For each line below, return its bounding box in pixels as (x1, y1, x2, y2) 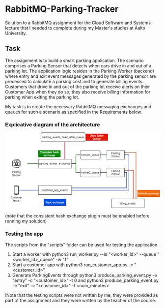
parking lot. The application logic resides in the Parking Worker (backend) (5, 68, 155, 74)
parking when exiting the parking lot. (5, 94, 80, 100)
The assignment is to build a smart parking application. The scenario (5, 58, 144, 63)
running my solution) (5, 218, 47, 224)
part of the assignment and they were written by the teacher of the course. (5, 297, 156, 303)
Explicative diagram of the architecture (5, 121, 100, 128)
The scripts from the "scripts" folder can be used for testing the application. (5, 242, 159, 247)
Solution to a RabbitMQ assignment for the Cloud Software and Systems (5, 20, 151, 26)
